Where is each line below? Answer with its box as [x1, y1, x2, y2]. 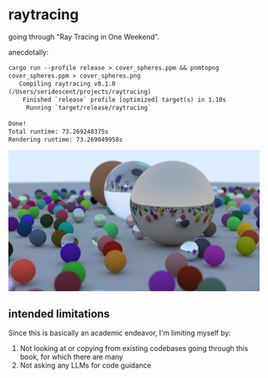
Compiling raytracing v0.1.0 [18, 80, 116, 88]
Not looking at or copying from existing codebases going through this [19, 344, 249, 353]
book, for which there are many [19, 352, 124, 362]
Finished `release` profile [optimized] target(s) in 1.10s [22, 96, 227, 104]
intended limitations [8, 307, 110, 321]
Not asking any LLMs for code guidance [19, 360, 152, 370]
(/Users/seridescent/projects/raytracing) [8, 88, 152, 96]
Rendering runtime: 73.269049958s [8, 136, 124, 144]
